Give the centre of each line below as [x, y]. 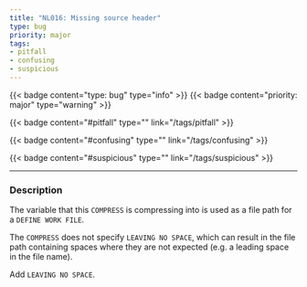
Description [36, 190]
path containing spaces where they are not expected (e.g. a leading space [149, 247]
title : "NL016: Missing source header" [85, 18]
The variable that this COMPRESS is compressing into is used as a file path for [151, 210]
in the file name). [41, 257]
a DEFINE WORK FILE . [47, 219]
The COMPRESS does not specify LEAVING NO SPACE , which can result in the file [153, 238]
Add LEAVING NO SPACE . [53, 274]
